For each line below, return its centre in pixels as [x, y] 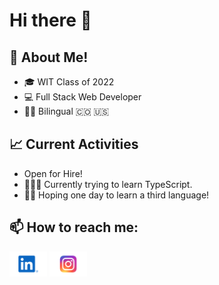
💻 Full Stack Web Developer [82, 97]
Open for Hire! [53, 173]
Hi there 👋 [50, 20]
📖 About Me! [49, 57]
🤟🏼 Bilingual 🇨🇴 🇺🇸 [66, 111]
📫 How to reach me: [74, 227]
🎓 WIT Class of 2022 [69, 82]
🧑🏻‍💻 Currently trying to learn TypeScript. [108, 184]
